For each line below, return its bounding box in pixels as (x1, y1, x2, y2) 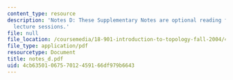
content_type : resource (7, 10, 76, 17)
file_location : (7, 36, 51, 43)
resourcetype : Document (7, 49, 76, 56)
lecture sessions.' (13, 23, 70, 30)
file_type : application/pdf (7, 42, 89, 49)
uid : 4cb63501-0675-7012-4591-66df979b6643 (7, 62, 135, 69)
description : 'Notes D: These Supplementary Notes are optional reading (7, 17, 222, 24)
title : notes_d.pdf (7, 56, 64, 63)
